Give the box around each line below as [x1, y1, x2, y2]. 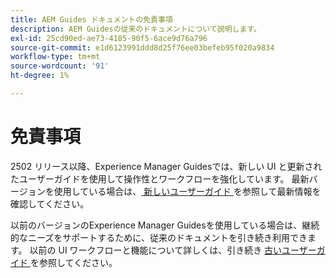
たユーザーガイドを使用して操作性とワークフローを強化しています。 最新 [10, 172, 310, 185]
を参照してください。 [29, 256, 118, 268]
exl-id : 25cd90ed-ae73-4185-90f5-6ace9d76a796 [10, 33, 208, 43]
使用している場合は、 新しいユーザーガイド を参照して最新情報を [53, 185, 322, 197]
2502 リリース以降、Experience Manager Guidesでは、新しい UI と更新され [10, 160, 323, 172]
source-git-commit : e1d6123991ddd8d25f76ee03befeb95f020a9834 [10, 42, 275, 53]
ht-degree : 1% [10, 71, 70, 81]
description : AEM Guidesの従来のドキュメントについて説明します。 [10, 24, 262, 34]
